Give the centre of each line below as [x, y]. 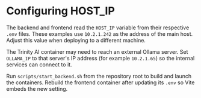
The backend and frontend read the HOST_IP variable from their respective [98, 27]
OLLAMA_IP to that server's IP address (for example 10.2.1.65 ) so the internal [100, 58]
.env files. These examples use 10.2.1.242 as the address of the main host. [100, 33]
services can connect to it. [39, 65]
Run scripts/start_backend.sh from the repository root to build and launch [99, 76]
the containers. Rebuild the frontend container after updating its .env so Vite [100, 82]
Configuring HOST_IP [61, 11]
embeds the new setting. [37, 88]
